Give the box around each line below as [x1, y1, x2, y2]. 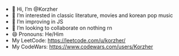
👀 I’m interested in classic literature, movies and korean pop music [11, 12, 173, 19]
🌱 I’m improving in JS [11, 18, 64, 25]
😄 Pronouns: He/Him [11, 31, 64, 38]
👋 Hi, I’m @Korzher [11, 6, 58, 12]
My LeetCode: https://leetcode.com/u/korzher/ [11, 37, 126, 44]
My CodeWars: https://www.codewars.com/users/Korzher [11, 43, 154, 50]
